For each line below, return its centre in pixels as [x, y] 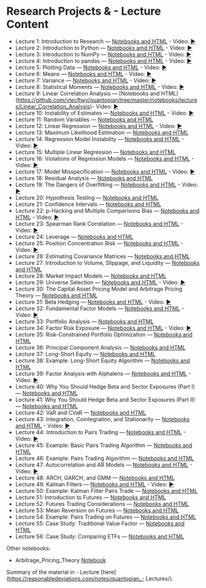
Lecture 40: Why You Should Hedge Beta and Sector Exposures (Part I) [105, 386]
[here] [109, 572]
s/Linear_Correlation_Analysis [52, 106]
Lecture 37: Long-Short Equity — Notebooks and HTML [86, 354]
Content [28, 24]
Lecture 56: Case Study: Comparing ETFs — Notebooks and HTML [100, 536]
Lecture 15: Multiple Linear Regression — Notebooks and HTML [95, 152]
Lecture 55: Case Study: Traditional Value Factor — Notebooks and [100, 523]
